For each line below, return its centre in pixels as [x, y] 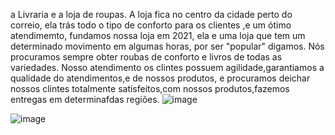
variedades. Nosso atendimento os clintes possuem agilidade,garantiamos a [167, 67]
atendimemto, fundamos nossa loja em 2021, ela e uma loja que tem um [158, 35]
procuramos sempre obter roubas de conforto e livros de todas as [146, 57]
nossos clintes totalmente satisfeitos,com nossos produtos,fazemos [150, 88]
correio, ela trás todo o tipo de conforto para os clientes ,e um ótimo [151, 25]
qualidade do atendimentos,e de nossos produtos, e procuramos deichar [160, 78]
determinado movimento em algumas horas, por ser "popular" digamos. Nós [167, 46]
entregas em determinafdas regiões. [85, 99]
